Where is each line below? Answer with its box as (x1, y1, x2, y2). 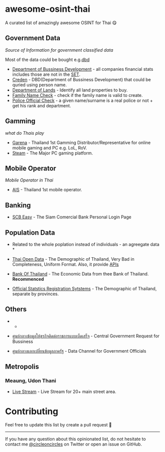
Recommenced (12, 276, 44, 282)
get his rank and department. (12, 102, 71, 109)
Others (5, 305, 27, 313)
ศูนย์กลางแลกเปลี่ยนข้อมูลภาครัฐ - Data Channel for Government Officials (12, 348, 146, 354)
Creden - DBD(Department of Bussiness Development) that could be (12, 76, 151, 82)
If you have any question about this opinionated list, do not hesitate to (5, 436, 146, 442)
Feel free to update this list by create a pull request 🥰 (5, 422, 112, 428)
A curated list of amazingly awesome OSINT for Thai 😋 (5, 20, 117, 26)
